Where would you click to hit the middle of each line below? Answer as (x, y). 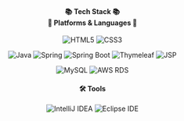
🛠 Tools (92, 88)
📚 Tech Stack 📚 (92, 11)
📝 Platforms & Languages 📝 (92, 23)
